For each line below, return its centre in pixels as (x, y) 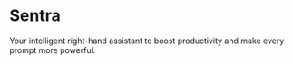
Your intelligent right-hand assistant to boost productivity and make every (147, 41)
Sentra (35, 16)
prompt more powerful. (53, 50)
